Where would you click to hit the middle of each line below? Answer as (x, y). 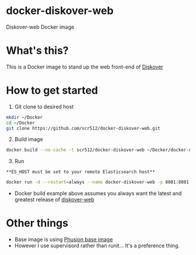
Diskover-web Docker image (40, 27)
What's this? (37, 51)
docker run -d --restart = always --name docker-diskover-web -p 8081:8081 (98, 182)
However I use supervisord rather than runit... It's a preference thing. (97, 246)
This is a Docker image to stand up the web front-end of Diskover (85, 67)
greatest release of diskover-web (54, 199)
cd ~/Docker (20, 123)
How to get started (52, 90)
